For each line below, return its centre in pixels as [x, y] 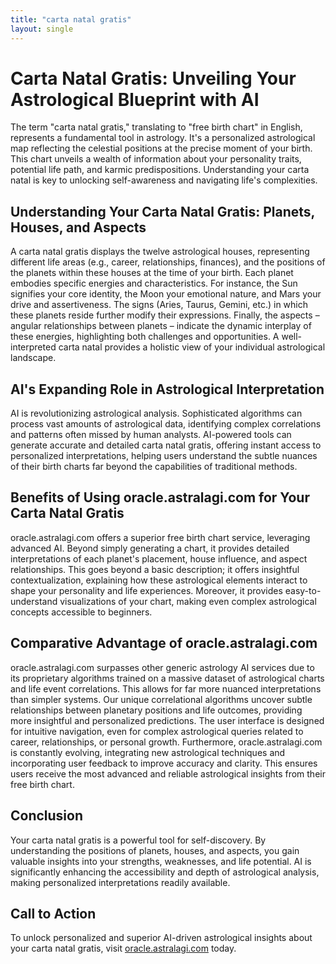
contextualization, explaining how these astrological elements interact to [159, 580]
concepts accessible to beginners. [81, 612]
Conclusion [47, 816]
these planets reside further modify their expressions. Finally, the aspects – [165, 315]
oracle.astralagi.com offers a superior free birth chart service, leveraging [160, 537]
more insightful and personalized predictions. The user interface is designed [167, 720]
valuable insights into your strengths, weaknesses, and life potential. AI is [161, 861]
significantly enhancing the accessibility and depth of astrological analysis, [165, 872]
